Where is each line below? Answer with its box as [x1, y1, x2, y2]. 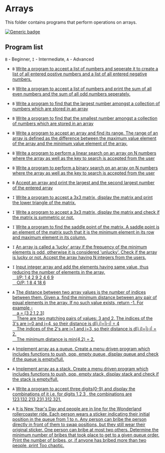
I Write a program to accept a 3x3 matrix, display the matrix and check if [12, 209, 160, 215]
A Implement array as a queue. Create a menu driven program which [12, 346, 151, 352]
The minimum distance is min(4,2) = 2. [16, 336, 95, 342]
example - [12, 305, 33, 311]
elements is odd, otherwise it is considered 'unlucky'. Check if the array [12, 249, 157, 255]
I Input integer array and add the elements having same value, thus [12, 264, 149, 270]
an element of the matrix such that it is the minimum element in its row [12, 229, 155, 235]
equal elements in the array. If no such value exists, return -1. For [12, 299, 144, 305]
